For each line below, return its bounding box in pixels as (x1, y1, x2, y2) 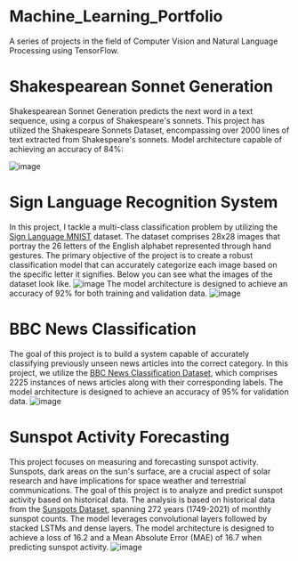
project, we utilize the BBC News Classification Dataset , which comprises (9, 367, 278, 378)
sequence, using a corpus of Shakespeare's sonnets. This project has (9, 115, 265, 126)
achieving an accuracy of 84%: (9, 143, 125, 154)
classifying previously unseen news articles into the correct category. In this (9, 358, 289, 369)
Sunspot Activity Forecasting (9, 427, 230, 447)
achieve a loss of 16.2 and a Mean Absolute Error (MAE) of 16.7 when (9, 532, 262, 542)
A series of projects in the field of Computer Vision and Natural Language (9, 36, 278, 46)
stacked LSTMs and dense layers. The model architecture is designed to (9, 523, 275, 533)
